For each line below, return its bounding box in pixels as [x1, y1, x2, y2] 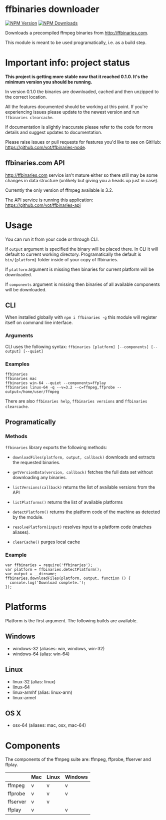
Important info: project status [5, 57, 130, 69]
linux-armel [12, 694, 36, 700]
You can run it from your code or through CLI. [5, 236, 99, 242]
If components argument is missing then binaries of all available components [5, 281, 160, 287]
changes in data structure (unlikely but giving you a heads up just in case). [5, 177, 158, 183]
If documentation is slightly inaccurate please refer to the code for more [5, 124, 153, 130]
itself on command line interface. [5, 319, 73, 326]
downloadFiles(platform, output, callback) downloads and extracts [12, 454, 155, 460]
